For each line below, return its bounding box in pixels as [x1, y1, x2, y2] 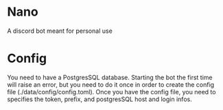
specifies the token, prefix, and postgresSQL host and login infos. [7, 95, 192, 103]
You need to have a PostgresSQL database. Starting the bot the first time [7, 73, 213, 81]
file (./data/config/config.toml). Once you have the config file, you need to [7, 87, 216, 96]
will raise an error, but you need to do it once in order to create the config [7, 80, 215, 89]
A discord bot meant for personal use [7, 27, 113, 35]
